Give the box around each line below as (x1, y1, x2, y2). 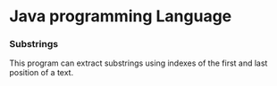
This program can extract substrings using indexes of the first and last (9, 58, 268, 68)
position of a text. (9, 67, 74, 78)
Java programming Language (9, 6, 232, 27)
